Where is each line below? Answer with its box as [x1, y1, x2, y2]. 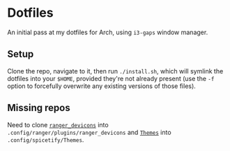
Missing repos [7, 102, 71, 114]
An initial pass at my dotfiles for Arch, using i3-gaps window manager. [7, 28, 208, 36]
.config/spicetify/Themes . [7, 135, 84, 144]
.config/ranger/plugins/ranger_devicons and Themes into [7, 128, 172, 136]
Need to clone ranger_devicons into [7, 120, 109, 129]
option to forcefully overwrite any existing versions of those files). [7, 82, 197, 90]
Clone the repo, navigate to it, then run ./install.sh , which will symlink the [7, 66, 224, 75]
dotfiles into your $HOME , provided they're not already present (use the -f [7, 74, 215, 82]
